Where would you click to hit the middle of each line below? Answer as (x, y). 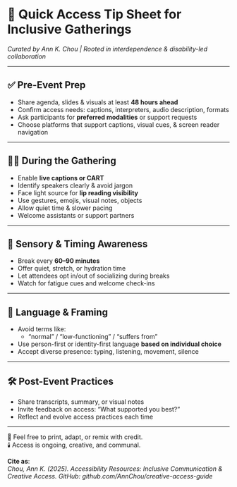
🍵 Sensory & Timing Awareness (78, 243)
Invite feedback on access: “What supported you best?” (99, 409)
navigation (33, 132)
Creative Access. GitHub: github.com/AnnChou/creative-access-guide (110, 476)
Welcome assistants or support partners (76, 215)
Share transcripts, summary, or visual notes (81, 402)
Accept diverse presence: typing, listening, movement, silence (108, 352)
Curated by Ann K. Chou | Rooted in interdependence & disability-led (108, 49)
